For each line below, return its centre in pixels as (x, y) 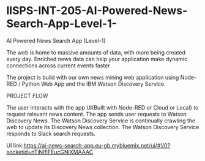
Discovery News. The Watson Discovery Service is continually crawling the (101, 121)
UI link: (15, 145)
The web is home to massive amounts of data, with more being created (96, 52)
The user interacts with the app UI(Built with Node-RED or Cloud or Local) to (102, 107)
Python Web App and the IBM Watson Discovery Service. (94, 84)
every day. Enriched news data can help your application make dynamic (97, 59)
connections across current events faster (58, 66)
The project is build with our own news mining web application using (93, 77)
